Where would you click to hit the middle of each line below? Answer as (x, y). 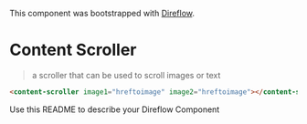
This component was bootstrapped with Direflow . (102, 13)
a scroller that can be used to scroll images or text (126, 75)
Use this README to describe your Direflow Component (115, 109)
